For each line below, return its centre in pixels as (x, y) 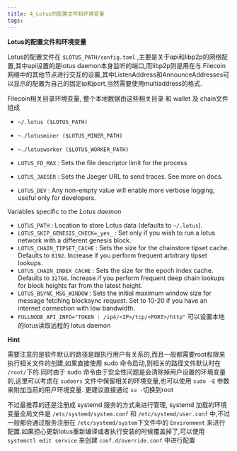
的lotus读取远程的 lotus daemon (64, 325)
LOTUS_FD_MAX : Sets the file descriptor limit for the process (102, 162)
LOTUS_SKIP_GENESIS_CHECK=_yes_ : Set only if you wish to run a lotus (116, 233)
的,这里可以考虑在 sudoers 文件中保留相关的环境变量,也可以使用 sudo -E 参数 (118, 381)
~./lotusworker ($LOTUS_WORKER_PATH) (73, 150)
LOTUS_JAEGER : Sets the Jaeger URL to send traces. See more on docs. (120, 176)
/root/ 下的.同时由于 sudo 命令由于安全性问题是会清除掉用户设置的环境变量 (117, 372)
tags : (15, 21)
